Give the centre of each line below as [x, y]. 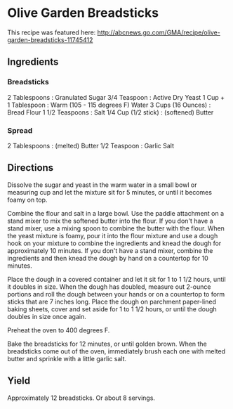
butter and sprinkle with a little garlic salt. [67, 358]
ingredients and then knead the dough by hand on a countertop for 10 [108, 258]
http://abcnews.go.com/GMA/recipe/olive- [159, 32]
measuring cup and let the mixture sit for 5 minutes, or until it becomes [110, 192]
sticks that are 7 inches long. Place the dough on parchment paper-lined [112, 301]
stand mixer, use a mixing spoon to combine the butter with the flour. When [116, 228]
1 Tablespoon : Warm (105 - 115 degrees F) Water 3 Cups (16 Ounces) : [109, 105]
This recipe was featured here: [52, 32]
